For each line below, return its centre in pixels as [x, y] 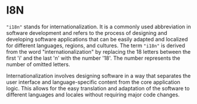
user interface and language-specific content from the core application [93, 82]
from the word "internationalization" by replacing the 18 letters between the [98, 51]
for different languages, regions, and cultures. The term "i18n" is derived [96, 45]
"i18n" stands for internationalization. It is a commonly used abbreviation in [99, 27]
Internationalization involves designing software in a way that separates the [98, 76]
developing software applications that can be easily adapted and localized [97, 39]
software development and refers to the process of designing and [87, 32]
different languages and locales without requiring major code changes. [93, 95]
